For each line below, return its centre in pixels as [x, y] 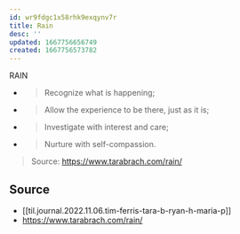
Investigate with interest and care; [106, 127]
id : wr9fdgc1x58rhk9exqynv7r [63, 17]
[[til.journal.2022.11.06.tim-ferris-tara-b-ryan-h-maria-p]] [127, 210]
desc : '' [25, 34]
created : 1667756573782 [53, 51]
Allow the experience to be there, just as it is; [127, 110]
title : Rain [31, 26]
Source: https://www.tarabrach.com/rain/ [106, 161]
